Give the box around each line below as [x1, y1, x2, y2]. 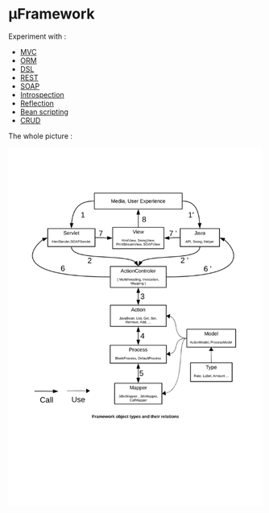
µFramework [8, 5, 95, 23]
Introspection [19, 89, 64, 99]
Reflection [19, 98, 55, 108]
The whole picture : [8, 130, 73, 141]
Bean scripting [19, 106, 68, 117]
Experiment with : [8, 31, 67, 41]
